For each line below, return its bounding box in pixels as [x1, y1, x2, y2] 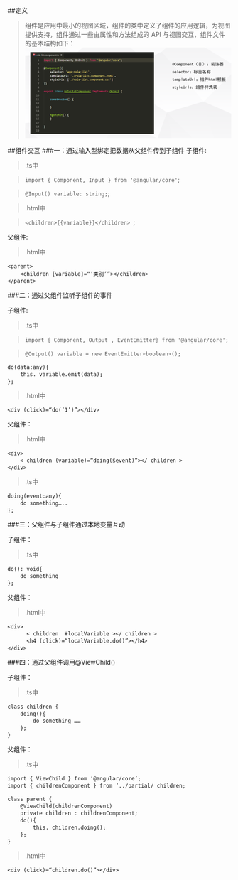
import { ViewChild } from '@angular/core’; [7, 776, 141, 783]
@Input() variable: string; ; [24, 189, 110, 198]
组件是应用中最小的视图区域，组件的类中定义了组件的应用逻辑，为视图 [24, 21, 231, 30]
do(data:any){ [7, 364, 50, 371]
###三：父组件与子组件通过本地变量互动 [7, 520, 126, 529]
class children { [7, 703, 59, 711]
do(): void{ [7, 566, 43, 573]
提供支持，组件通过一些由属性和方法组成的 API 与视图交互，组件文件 [24, 31, 226, 38]
